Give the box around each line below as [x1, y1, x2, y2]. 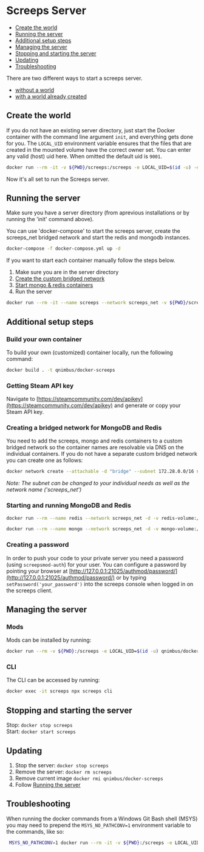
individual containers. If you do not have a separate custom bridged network [6, 450, 197, 458]
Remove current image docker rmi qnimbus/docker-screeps [15, 775, 164, 782]
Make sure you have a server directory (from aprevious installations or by [6, 209, 190, 216]
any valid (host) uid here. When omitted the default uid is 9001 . [6, 152, 162, 160]
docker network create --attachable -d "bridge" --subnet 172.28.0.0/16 [6, 469, 194, 475]
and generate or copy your [114, 402, 181, 409]
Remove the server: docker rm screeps [15, 768, 112, 775]
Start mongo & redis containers [15, 282, 93, 289]
